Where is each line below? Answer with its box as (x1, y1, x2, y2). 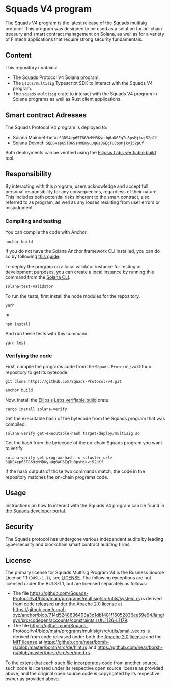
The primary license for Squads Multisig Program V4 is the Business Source (5, 569, 164, 576)
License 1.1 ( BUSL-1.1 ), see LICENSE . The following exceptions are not (5, 575, 151, 581)
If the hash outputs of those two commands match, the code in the (5, 468, 145, 474)
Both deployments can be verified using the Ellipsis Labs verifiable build (5, 149, 156, 155)
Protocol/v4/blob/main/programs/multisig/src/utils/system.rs (12, 596, 140, 602)
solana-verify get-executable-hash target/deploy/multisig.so (5, 431, 140, 436)
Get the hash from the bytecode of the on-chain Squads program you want (5, 439, 162, 446)
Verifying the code (5, 352, 52, 359)
